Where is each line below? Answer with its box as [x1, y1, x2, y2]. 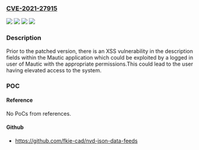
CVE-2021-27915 [6, 4, 58, 13]
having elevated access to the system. [6, 66, 102, 73]
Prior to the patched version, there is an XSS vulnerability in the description [6, 47, 193, 55]
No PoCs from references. [6, 110, 71, 117]
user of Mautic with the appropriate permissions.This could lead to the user [6, 60, 194, 67]
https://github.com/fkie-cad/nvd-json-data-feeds [14, 137, 138, 144]
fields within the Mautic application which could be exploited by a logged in [6, 54, 194, 61]
